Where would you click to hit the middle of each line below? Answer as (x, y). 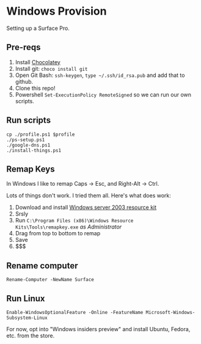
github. (24, 81)
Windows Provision (57, 11)
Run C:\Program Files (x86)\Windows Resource (74, 221)
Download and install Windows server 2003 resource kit (86, 207)
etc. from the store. (31, 335)
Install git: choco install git (51, 68)
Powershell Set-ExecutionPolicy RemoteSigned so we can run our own (103, 94)
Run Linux (26, 298)
